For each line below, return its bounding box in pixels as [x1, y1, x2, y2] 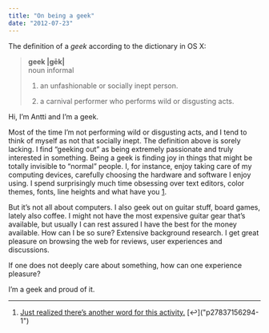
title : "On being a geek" [8, 11, 94, 20]
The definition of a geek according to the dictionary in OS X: [8, 41, 207, 50]
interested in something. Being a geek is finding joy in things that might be [8, 153, 253, 162]
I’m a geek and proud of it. [8, 284, 95, 294]
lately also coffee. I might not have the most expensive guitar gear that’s [8, 211, 246, 220]
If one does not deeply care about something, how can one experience [8, 260, 243, 270]
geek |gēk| [27, 57, 66, 66]
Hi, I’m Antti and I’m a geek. [8, 111, 98, 121]
